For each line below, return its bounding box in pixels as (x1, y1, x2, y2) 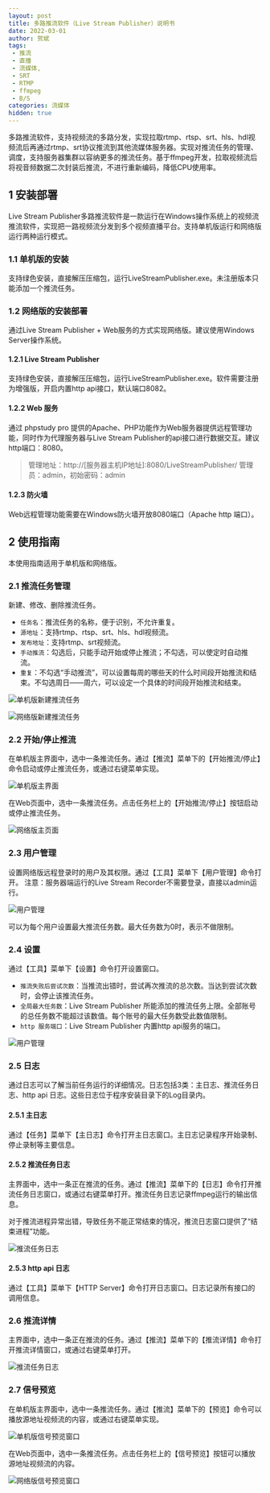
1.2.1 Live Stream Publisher (8, 355, 100, 363)
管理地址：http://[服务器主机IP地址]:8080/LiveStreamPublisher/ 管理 (27, 460, 254, 470)
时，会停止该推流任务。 (19, 991, 98, 1001)
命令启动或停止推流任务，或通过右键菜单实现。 (8, 764, 163, 773)
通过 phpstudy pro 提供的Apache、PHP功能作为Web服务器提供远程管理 (8, 422, 245, 432)
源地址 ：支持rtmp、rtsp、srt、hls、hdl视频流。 (19, 628, 174, 637)
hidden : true (8, 110, 52, 118)
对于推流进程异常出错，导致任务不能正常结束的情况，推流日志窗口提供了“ (8, 1216, 252, 1226)
